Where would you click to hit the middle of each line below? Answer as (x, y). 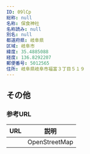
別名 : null (19, 35)
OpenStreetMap (50, 142)
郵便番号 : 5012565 (28, 63)
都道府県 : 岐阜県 (25, 40)
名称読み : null (24, 29)
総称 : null (19, 18)
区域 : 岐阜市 (21, 46)
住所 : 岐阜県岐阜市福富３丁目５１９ (46, 69)
